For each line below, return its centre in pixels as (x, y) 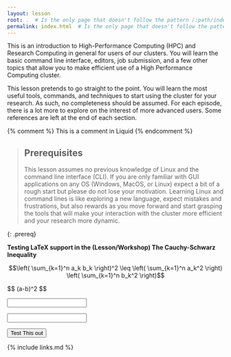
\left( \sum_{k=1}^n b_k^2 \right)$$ (115, 276)
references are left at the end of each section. (72, 118)
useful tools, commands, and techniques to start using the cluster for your (112, 96)
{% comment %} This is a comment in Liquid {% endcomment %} (100, 131)
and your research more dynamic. (72, 221)
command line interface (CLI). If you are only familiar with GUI (111, 177)
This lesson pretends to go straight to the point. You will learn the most (107, 89)
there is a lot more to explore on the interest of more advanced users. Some (114, 110)
